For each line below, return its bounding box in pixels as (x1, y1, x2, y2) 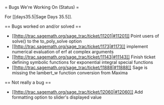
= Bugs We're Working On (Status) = (4, 4, 79, 10)
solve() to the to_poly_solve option (11, 38, 82, 44)
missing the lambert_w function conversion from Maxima (11, 70, 128, 76)
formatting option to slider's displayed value (11, 94, 102, 100)
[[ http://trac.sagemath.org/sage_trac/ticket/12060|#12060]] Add (11, 89, 143, 95)
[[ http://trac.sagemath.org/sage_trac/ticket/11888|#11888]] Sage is (11, 64, 148, 70)
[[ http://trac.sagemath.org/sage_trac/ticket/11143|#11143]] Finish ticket (11, 54, 156, 60)
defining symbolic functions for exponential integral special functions (11, 59, 153, 65)
